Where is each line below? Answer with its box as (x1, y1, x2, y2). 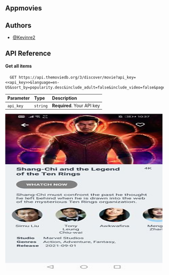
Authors (5, 21, 32, 30)
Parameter (7, 95, 30, 101)
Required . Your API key (52, 103, 100, 109)
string (34, 103, 48, 109)
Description (52, 95, 77, 101)
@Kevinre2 (12, 35, 36, 41)
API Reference (5, 49, 51, 57)
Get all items (5, 63, 32, 69)
